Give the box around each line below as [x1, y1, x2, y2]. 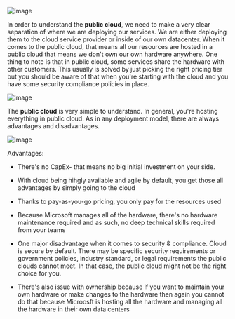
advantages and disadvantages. [7, 122, 100, 130]
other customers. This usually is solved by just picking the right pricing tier [7, 65, 223, 73]
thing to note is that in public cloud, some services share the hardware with [7, 57, 224, 66]
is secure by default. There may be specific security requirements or [17, 247, 216, 255]
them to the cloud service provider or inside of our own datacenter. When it [7, 35, 225, 43]
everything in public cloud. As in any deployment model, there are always [7, 114, 220, 123]
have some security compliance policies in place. [7, 80, 149, 88]
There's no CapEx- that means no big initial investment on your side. [17, 163, 215, 171]
